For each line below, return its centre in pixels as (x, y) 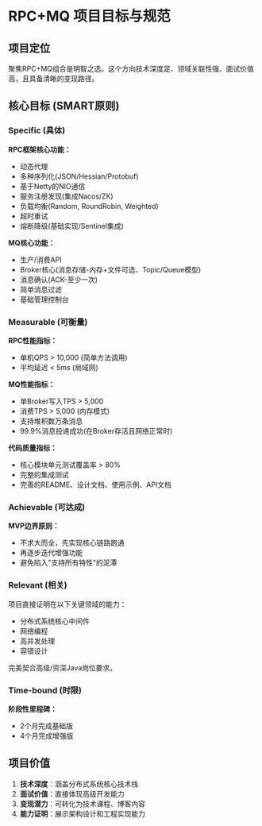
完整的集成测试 (44, 474)
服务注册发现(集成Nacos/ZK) (66, 196)
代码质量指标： (33, 448)
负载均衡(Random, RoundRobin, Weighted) (89, 206)
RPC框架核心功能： (40, 149)
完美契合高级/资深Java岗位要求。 (63, 667)
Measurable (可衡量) (48, 322)
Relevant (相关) (38, 585)
